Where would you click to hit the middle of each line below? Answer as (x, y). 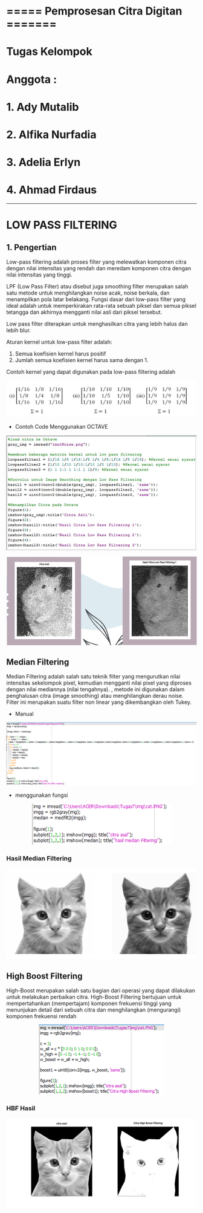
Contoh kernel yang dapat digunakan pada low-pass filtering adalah (91, 372)
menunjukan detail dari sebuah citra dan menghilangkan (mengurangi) (94, 1010)
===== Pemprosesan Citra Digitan (94, 11)
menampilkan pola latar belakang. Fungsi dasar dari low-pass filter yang (96, 299)
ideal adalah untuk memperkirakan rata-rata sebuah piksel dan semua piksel (101, 306)
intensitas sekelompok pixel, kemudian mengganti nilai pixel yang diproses (99, 683)
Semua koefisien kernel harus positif (60, 354)
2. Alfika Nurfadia (51, 135)
